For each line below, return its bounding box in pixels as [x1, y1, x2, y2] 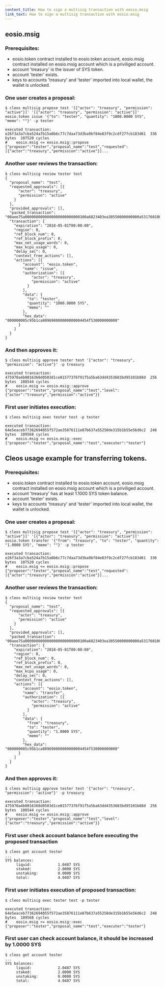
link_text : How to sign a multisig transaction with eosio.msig [5, 12, 139, 17]
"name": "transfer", [23, 690, 65, 695]
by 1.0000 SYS [5, 941, 42, 948]
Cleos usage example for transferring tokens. [5, 454, 147, 462]
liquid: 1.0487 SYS [16, 862, 80, 867]
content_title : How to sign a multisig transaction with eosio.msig [5, 7, 148, 12]
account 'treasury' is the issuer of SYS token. [12, 67, 104, 72]
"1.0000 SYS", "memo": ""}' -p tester [5, 543, 84, 547]
